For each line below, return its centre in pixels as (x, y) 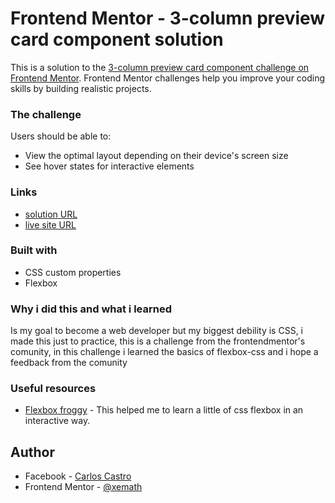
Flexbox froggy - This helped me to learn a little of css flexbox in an (164, 410)
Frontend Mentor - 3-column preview (168, 18)
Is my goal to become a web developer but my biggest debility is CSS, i (156, 331)
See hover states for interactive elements (109, 166)
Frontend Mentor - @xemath (83, 487)
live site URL (50, 224)
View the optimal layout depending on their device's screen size (156, 156)
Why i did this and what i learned (91, 309)
